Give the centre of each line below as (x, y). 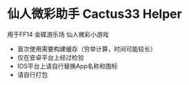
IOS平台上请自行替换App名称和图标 (68, 66)
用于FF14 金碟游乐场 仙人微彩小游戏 (58, 34)
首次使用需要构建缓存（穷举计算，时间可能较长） (87, 49)
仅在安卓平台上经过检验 (50, 57)
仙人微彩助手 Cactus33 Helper (95, 14)
